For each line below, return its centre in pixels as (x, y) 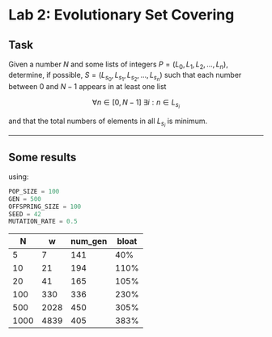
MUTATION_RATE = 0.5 (43, 222)
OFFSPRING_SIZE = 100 (45, 207)
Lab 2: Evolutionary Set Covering (121, 15)
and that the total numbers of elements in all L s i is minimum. (108, 122)
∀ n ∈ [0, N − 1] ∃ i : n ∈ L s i (136, 104)
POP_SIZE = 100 (34, 191)
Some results (42, 157)
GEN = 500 (25, 199)
